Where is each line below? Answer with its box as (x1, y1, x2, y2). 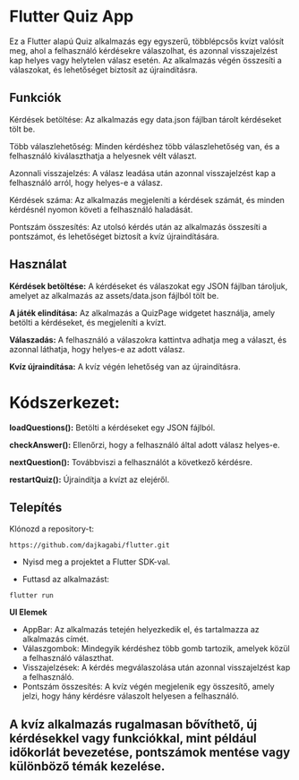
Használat (9, 257, 67, 272)
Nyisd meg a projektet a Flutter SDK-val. (21, 556, 171, 567)
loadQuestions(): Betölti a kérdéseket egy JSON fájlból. (9, 422, 216, 433)
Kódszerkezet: (9, 392, 121, 412)
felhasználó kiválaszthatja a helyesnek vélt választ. (9, 150, 197, 161)
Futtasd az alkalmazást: (21, 574, 110, 585)
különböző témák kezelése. (9, 759, 166, 774)
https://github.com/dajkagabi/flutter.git (9, 541, 170, 550)
